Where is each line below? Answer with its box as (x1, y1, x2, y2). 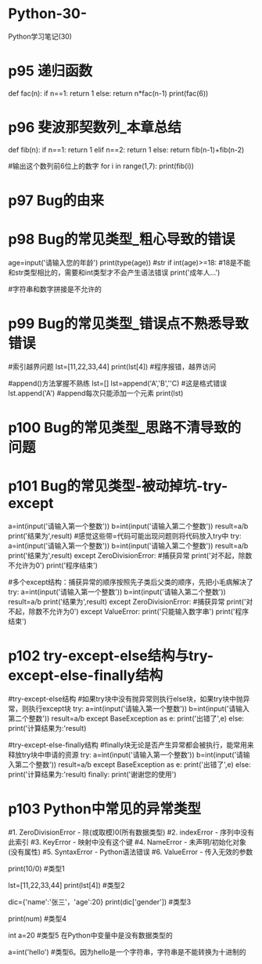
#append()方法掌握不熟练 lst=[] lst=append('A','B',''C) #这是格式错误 (8, 378, 227, 388)
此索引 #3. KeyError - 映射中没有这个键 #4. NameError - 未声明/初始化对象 (8, 837, 246, 846)
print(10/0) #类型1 (8, 864, 65, 873)
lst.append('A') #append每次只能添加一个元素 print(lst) (8, 388, 184, 397)
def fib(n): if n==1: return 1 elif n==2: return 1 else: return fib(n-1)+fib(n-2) (8, 144, 245, 154)
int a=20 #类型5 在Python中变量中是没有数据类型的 (8, 930, 174, 940)
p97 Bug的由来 (8, 192, 104, 209)
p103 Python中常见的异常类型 (8, 800, 202, 818)
